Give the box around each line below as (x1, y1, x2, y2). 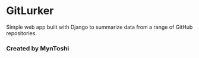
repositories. (6, 29, 37, 36)
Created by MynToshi (6, 44, 70, 52)
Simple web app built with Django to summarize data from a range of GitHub (6, 23, 193, 30)
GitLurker (6, 4, 54, 18)
